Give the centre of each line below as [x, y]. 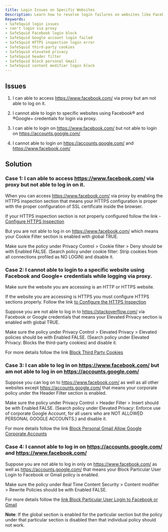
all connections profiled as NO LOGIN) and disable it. [59, 256]
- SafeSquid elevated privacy [37, 52]
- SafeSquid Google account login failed [49, 38]
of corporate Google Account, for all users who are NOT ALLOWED [74, 413]
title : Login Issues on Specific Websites [50, 10]
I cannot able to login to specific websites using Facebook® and [78, 113]
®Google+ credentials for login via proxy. [54, 118]
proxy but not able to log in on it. [45, 185]
